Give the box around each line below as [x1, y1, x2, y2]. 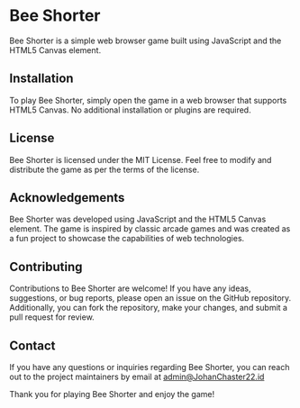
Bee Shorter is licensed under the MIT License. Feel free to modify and [9, 154, 272, 165]
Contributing [9, 258, 83, 275]
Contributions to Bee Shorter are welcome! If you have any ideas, [9, 283, 251, 294]
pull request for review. [9, 312, 95, 322]
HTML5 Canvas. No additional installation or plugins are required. [9, 104, 251, 115]
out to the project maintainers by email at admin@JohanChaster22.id [9, 371, 265, 382]
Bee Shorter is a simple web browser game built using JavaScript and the [9, 35, 282, 46]
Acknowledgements [9, 190, 125, 205]
